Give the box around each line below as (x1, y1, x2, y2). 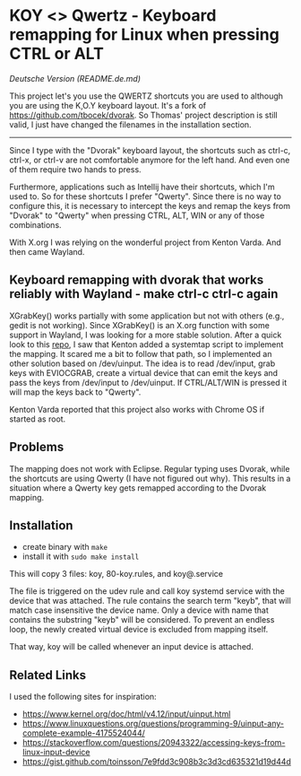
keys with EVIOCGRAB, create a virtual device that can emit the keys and (9, 367, 279, 378)
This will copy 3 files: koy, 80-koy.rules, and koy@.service (9, 569, 224, 580)
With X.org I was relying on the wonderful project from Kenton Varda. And (9, 237, 281, 248)
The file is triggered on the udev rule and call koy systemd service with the (9, 586, 285, 597)
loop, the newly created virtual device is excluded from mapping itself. (9, 624, 269, 635)
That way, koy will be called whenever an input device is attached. (9, 641, 254, 652)
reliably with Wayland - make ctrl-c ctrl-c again (9, 286, 279, 301)
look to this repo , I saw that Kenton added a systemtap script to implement (9, 338, 284, 350)
